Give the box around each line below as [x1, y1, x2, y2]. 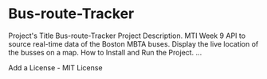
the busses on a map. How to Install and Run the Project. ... [8, 47, 202, 57]
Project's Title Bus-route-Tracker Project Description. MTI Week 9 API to [8, 31, 245, 40]
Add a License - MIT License [8, 62, 103, 72]
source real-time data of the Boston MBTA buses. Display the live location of [8, 39, 259, 48]
